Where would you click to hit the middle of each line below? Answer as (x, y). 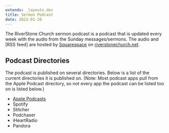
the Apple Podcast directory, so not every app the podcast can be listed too (85, 84)
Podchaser (24, 115)
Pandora (21, 126)
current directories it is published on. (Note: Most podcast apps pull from (82, 78)
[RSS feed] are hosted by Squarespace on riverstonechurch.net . (73, 45)
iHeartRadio (25, 120)
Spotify (20, 104)
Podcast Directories (37, 61)
